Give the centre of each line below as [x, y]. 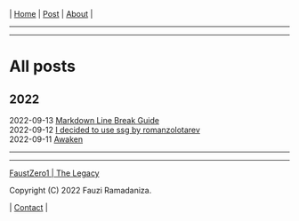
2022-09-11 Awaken [46, 139]
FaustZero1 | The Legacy [54, 173]
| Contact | [29, 207]
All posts [42, 67]
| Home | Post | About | [51, 14]
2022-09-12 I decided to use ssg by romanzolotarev [105, 130]
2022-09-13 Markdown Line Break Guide [85, 120]
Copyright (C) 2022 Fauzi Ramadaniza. [81, 190]
